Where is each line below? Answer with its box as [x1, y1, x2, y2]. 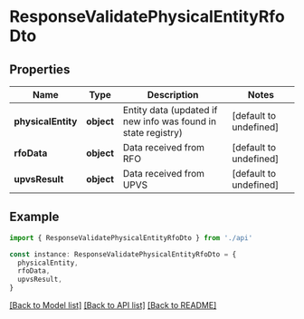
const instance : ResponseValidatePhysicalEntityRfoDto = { [9, 249, 237, 259]
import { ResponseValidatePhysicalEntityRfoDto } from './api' [9, 233, 253, 242]
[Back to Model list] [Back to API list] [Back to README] [9, 300, 217, 311]
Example [9, 209, 60, 225]
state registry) [122, 127, 184, 139]
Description [147, 89, 199, 101]
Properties [9, 62, 71, 77]
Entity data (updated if [122, 104, 218, 116]
